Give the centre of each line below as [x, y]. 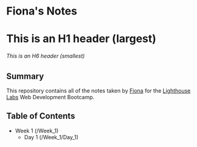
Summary [25, 76]
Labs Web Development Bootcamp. [51, 97]
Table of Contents [41, 116]
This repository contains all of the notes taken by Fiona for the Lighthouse [98, 91]
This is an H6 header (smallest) [45, 56]
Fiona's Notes [42, 11]
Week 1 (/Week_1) [37, 131]
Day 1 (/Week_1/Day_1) [51, 137]
